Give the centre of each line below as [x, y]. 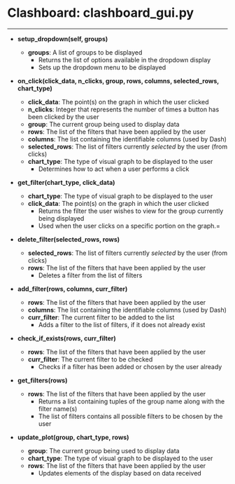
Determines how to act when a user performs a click [114, 169]
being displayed [61, 218]
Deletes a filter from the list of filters [90, 275]
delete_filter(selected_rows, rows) [69, 239]
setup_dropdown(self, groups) [63, 39]
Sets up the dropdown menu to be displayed [102, 67]
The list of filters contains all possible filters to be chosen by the [130, 416]
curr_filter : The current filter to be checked [90, 359]
